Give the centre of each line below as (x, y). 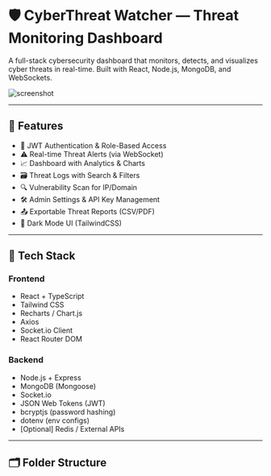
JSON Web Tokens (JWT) (63, 403)
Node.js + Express (51, 377)
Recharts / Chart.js (51, 313)
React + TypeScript (52, 296)
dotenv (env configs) (55, 420)
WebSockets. (30, 77)
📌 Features (36, 126)
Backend (26, 360)
